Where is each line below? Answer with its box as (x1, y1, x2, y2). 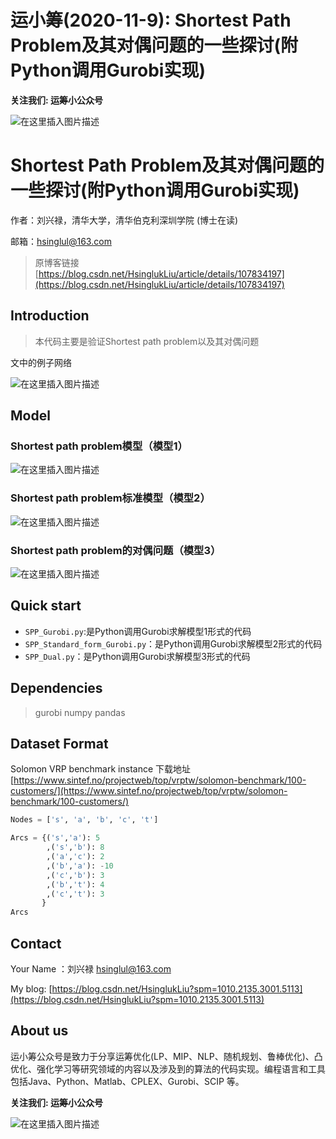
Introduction (10, 307, 90, 325)
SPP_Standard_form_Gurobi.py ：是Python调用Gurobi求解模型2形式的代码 (24, 637, 323, 650)
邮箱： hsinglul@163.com (10, 235, 112, 247)
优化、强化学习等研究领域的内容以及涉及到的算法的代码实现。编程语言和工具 (10, 1062, 326, 1075)
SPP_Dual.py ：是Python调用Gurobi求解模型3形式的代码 (24, 650, 251, 662)
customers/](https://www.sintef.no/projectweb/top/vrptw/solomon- (10, 785, 288, 797)
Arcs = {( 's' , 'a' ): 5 (10, 833, 101, 843)
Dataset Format (10, 735, 109, 752)
